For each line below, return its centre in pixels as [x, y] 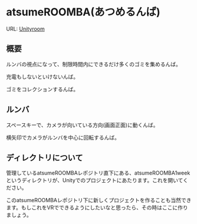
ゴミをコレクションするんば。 [42, 89]
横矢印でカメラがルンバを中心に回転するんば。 [63, 137]
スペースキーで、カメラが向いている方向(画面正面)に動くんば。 [82, 125]
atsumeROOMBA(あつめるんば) [83, 12]
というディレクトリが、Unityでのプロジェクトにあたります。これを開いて [95, 180]
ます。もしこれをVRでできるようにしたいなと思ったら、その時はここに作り [97, 207]
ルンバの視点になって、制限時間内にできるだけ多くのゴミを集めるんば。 [94, 64]
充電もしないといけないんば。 [42, 77]
